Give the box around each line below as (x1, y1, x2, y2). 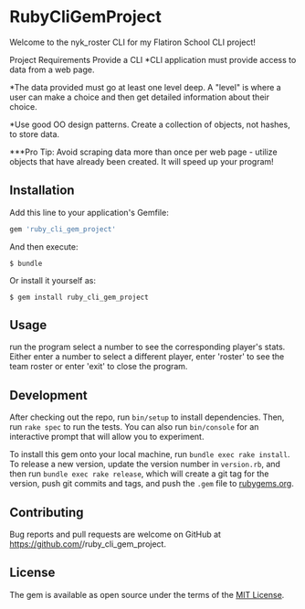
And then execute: (9, 240, 79, 252)
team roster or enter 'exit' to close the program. (9, 361, 188, 372)
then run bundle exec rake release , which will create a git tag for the (9, 468, 269, 479)
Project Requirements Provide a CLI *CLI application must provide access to (9, 54, 297, 65)
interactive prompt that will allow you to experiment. (9, 432, 205, 443)
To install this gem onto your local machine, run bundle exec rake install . (9, 449, 290, 460)
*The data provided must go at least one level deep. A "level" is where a (9, 81, 281, 92)
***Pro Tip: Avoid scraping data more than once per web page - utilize (9, 146, 278, 157)
